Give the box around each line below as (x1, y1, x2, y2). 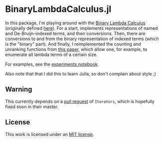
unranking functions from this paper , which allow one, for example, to (5, 46, 148, 52)
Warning (5, 85, 32, 94)
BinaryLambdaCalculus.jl (5, 3, 112, 15)
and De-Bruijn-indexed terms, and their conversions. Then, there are (5, 30, 146, 36)
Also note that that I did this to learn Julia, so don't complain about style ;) (5, 71, 157, 76)
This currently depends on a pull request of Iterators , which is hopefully (5, 98, 155, 104)
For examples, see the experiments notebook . (5, 61, 99, 67)
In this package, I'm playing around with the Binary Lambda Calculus (5, 20, 146, 26)
